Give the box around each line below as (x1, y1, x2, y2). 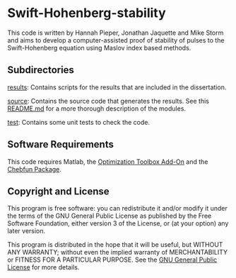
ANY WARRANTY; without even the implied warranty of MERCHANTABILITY (7, 248, 228, 257)
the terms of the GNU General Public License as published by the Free (7, 211, 212, 221)
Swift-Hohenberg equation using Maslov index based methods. (7, 43, 191, 52)
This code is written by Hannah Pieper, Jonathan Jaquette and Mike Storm (7, 28, 224, 37)
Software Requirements (7, 138, 114, 150)
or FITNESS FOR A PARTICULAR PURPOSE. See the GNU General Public (7, 255, 218, 264)
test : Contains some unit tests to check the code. (7, 118, 151, 126)
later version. (7, 227, 46, 235)
